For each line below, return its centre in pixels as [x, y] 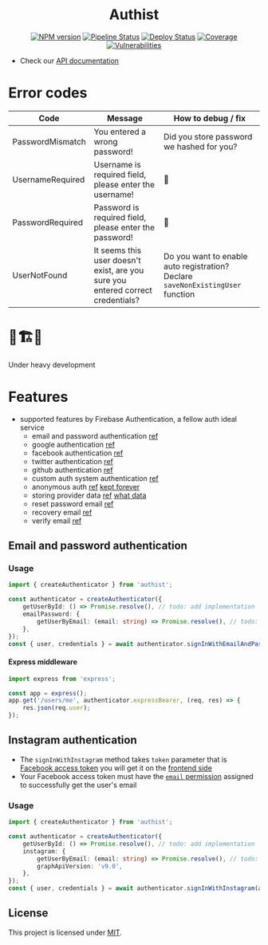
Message [125, 118]
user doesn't [117, 260]
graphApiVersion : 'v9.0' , [80, 866]
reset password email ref [73, 503]
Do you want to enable [205, 256]
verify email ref [57, 521]
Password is [116, 207]
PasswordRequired [48, 222]
